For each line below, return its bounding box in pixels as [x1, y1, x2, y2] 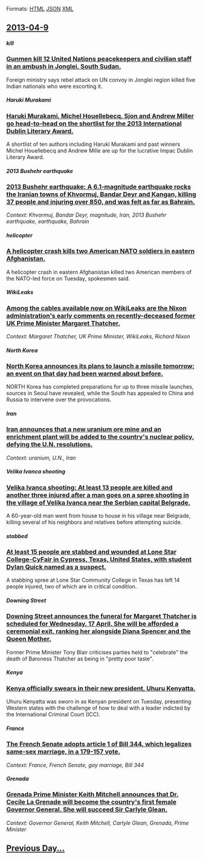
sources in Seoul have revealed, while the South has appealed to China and [6, 390, 194, 397]
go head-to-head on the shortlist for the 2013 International [6, 119, 182, 128]
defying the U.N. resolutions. [6, 440, 93, 449]
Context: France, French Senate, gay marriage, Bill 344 [6, 761, 144, 768]
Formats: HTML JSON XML [6, 5, 74, 12]
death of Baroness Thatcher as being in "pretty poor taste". [6, 655, 154, 662]
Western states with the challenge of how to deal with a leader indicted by [6, 705, 191, 712]
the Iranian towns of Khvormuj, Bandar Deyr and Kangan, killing [6, 190, 196, 199]
